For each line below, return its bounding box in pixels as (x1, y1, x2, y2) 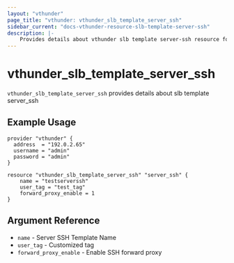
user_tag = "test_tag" (19, 184, 86, 191)
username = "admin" (13, 147, 70, 154)
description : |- (7, 29, 54, 37)
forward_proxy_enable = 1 (19, 189, 95, 197)
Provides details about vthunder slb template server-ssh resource (19, 36, 219, 43)
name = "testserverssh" (19, 177, 89, 184)
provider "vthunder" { (7, 135, 73, 142)
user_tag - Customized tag (17, 241, 95, 249)
